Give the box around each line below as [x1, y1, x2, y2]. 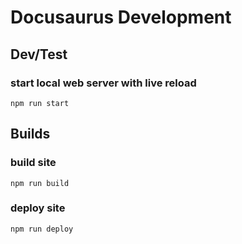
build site [10, 156, 57, 170]
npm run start [10, 98, 70, 108]
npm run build [10, 178, 70, 188]
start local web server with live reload [10, 76, 197, 90]
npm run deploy [10, 224, 74, 234]
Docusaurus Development [10, 6, 232, 29]
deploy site [10, 201, 66, 215]
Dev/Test [10, 46, 68, 63]
